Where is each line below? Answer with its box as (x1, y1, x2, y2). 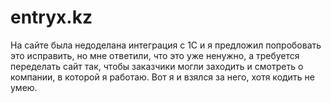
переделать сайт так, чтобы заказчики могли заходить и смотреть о (10, 60, 304, 72)
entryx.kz (10, 6, 93, 29)
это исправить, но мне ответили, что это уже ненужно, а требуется (10, 49, 300, 61)
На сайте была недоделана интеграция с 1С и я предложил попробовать (10, 39, 322, 51)
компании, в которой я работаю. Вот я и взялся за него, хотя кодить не (10, 71, 315, 83)
